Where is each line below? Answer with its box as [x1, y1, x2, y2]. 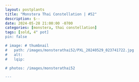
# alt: [5, 52, 23, 57]
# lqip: [5, 57, 25, 61]
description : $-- [5, 16, 40, 21]
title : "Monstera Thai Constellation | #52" [5, 12, 97, 17]
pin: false [5, 35, 27, 40]
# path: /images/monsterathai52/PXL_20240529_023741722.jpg [5, 47, 134, 53]
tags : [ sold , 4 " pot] [5, 30, 49, 35]
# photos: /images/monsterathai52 [5, 65, 76, 71]
